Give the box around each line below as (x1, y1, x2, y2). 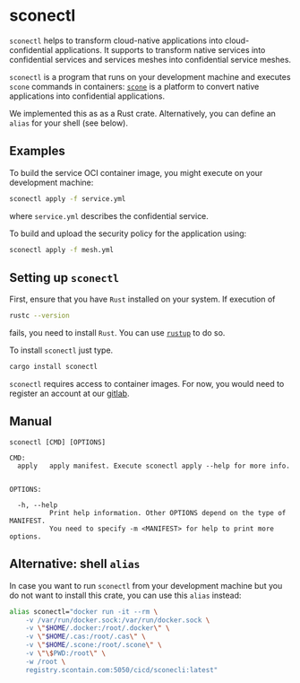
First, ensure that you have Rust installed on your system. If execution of (9, 293, 276, 305)
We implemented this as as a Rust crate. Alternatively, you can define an (9, 108, 276, 118)
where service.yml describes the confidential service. (9, 210, 209, 221)
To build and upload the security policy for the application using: (9, 228, 247, 239)
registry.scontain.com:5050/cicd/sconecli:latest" (25, 665, 219, 674)
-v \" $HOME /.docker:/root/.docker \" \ (25, 624, 170, 633)
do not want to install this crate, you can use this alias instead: (9, 590, 242, 600)
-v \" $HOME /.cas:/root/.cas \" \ (25, 632, 146, 642)
